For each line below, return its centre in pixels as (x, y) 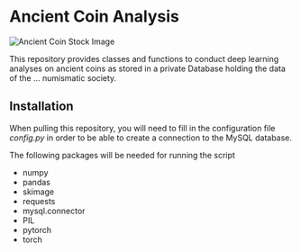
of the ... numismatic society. (63, 77)
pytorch (37, 229)
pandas (36, 182)
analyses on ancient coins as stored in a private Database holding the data (148, 68)
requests (39, 201)
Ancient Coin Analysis (95, 17)
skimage (38, 192)
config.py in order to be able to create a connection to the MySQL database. (151, 138)
